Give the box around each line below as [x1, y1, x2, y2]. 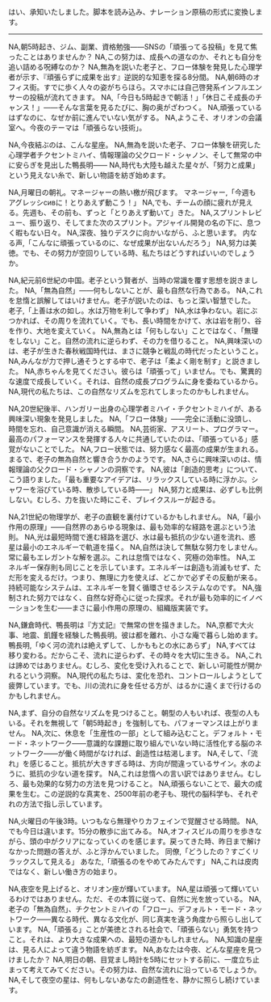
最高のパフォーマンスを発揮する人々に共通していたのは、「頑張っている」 [8, 434, 252, 443]
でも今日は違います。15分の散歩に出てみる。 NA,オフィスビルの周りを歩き [8, 827, 256, 835]
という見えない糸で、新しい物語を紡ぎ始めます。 [8, 171, 171, 180]
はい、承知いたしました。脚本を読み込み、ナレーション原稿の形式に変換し [8, 7, 256, 16]
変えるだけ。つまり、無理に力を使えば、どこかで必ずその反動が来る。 [29, 573, 262, 582]
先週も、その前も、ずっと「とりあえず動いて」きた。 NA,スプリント [22, 208, 248, 217]
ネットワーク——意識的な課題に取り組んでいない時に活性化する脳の [29, 738, 256, 748]
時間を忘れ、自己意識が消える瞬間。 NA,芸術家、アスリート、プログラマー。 [8, 424, 263, 433]
